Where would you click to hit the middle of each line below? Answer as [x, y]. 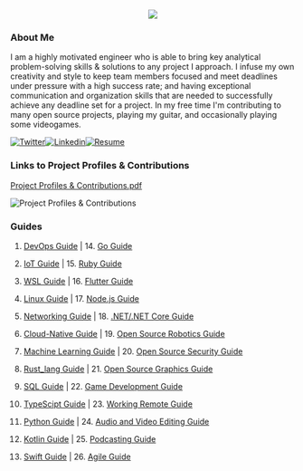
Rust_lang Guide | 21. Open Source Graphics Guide [118, 369]
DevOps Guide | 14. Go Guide [78, 246]
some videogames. [46, 125]
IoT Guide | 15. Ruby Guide [73, 264]
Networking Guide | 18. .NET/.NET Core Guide [109, 316]
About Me [33, 38]
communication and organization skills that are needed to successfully [142, 96]
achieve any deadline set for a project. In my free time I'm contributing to [146, 105]
